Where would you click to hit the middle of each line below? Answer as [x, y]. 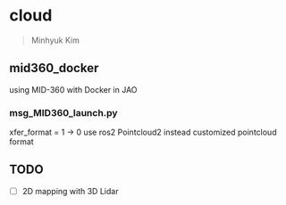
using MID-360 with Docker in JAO [73, 89]
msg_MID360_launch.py [63, 112]
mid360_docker [54, 68]
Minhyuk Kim [55, 40]
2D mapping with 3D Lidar [70, 191]
